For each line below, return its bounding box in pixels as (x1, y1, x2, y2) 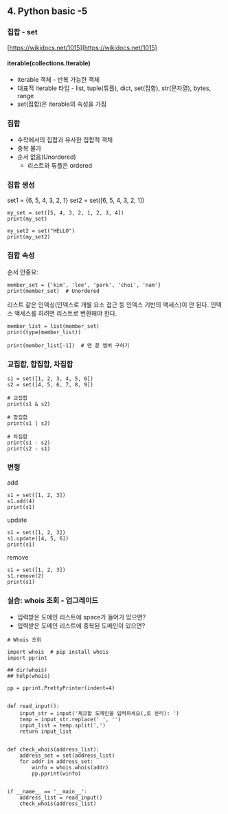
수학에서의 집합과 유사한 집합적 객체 (16, 135, 113, 144)
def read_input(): (7, 703, 60, 709)
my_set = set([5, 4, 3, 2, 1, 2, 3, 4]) (7, 210, 125, 217)
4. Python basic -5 (7, 5, 88, 17)
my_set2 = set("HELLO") (7, 228, 76, 234)
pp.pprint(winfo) (32, 770, 81, 777)
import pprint (7, 654, 48, 661)
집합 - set (7, 27, 38, 37)
